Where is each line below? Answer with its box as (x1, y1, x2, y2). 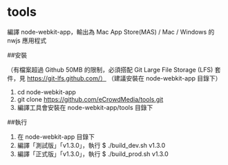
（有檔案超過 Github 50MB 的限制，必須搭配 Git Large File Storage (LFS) (7, 65, 213, 74)
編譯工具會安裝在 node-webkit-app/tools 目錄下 (17, 103, 153, 111)
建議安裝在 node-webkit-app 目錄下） (113, 74, 222, 82)
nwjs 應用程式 (7, 36, 47, 45)
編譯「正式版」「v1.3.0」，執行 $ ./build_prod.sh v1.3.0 (17, 149, 169, 158)
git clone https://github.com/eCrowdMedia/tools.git (17, 95, 164, 103)
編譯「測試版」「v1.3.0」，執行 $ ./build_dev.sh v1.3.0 (17, 141, 166, 149)
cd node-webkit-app (17, 87, 76, 96)
